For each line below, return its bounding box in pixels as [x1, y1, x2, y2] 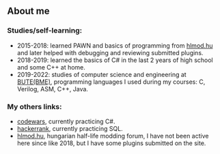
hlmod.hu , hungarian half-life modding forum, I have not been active [16, 132, 209, 140]
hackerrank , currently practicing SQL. [16, 124, 123, 132]
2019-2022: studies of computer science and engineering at [16, 70, 187, 78]
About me [7, 5, 50, 17]
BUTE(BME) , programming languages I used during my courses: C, [16, 78, 206, 86]
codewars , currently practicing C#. [16, 117, 115, 125]
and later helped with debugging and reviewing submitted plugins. [16, 48, 204, 57]
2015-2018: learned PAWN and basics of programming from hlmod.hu [16, 41, 213, 50]
